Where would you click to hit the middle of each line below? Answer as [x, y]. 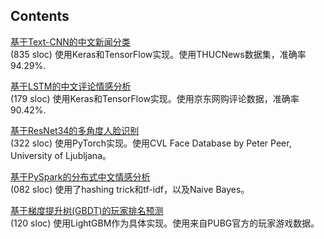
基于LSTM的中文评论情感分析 [71, 86]
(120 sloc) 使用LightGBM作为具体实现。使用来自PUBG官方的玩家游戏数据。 [165, 223]
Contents [40, 16]
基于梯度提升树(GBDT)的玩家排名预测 [87, 210]
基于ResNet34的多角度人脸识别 [75, 130]
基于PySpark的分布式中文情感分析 [80, 176]
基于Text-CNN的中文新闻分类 [70, 41]
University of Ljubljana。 [61, 155]
